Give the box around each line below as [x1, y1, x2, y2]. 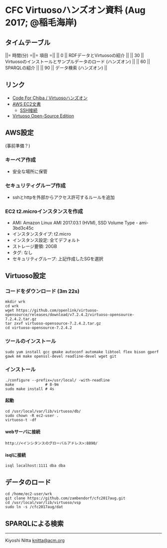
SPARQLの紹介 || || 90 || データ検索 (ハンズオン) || [5, 65, 108, 71]
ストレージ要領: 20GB [12, 243, 57, 249]
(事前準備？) [5, 143, 31, 149]
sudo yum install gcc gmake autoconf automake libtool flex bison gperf [5, 349, 159, 354]
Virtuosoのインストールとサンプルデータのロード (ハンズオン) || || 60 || [5, 59, 150, 65]
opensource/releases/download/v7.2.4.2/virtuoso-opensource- [5, 313, 135, 317]
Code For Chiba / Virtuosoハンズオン [12, 95, 88, 101]
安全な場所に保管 [12, 168, 48, 174]
